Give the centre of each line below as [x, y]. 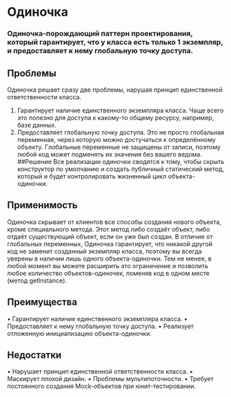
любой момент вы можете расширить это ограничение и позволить [108, 265]
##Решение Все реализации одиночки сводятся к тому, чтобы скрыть [121, 161]
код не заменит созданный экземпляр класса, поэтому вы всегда [104, 251]
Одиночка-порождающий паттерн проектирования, [100, 34]
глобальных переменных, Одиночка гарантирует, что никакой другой [110, 244]
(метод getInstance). [37, 281]
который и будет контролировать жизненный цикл [92, 176]
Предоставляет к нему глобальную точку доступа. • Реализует [101, 326]
